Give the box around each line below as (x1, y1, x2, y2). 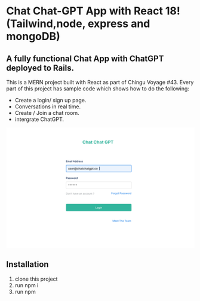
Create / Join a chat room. (14, 110, 79, 116)
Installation (6, 259, 49, 270)
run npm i (14, 281, 39, 288)
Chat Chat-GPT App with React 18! (6, 4, 181, 18)
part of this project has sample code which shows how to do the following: (6, 85, 190, 92)
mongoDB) (6, 30, 61, 43)
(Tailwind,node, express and (6, 17, 150, 31)
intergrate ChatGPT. (14, 115, 64, 123)
